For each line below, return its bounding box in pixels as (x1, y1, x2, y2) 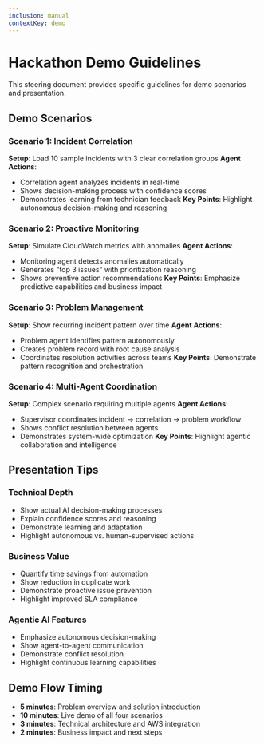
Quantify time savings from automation (19, 569, 148, 578)
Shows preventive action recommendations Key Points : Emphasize (19, 273, 241, 283)
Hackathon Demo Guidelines (8, 53, 202, 72)
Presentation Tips (8, 463, 99, 477)
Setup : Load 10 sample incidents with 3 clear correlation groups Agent (8, 153, 242, 164)
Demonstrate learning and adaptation (19, 522, 143, 532)
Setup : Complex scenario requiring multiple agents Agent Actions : (8, 399, 229, 409)
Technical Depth (8, 487, 73, 498)
